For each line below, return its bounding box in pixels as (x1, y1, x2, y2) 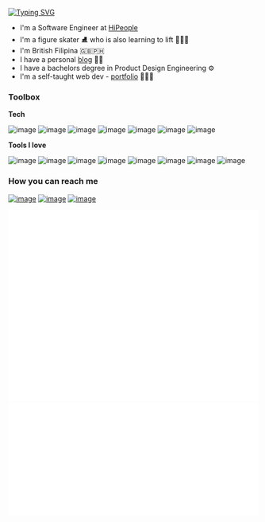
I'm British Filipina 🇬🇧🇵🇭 (19, 46, 105, 55)
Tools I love (8, 140, 47, 150)
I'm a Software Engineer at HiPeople (19, 23, 139, 32)
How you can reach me (8, 176, 98, 187)
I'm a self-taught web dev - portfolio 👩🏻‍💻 (19, 72, 155, 81)
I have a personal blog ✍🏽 (19, 55, 104, 64)
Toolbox (8, 92, 40, 103)
